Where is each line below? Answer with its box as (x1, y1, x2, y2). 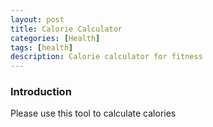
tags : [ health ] (10, 42, 74, 53)
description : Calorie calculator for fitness (10, 52, 203, 62)
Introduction (10, 85, 72, 99)
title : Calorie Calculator (10, 24, 123, 34)
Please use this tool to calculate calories (10, 107, 177, 120)
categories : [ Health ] (10, 33, 101, 43)
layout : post (10, 14, 65, 25)
